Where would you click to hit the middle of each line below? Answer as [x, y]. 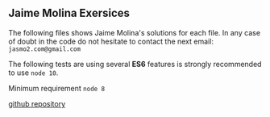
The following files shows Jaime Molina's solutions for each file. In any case [134, 32]
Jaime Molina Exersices [69, 13]
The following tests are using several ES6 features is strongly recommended [135, 64]
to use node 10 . [33, 73]
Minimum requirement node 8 [57, 88]
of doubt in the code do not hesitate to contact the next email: [111, 41]
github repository [37, 103]
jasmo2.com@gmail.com [45, 49]
